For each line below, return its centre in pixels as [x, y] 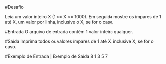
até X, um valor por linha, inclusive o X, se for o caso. [59, 22]
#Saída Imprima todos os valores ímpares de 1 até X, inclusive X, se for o [79, 41]
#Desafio [14, 7]
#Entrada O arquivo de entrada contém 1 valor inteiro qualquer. [69, 32]
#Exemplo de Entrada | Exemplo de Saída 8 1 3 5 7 [56, 56]
